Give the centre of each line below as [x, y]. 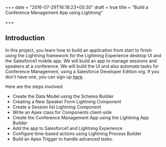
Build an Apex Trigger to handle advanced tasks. [63, 139]
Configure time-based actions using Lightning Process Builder [77, 133]
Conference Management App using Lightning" [54, 13]
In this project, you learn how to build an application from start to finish [78, 50]
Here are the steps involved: [34, 86]
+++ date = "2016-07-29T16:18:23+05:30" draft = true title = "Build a [77, 7]
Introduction [25, 38]
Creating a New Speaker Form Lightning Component [67, 101]
